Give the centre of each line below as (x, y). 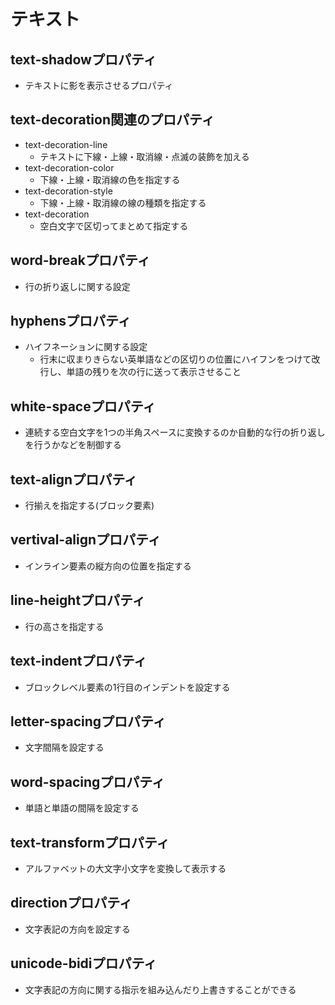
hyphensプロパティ (71, 321)
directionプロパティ (71, 903)
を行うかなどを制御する (73, 445)
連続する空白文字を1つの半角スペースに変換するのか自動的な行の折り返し (175, 432)
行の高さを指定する (64, 626)
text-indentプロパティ (79, 661)
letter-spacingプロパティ (88, 721)
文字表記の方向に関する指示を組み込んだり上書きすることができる (160, 989)
